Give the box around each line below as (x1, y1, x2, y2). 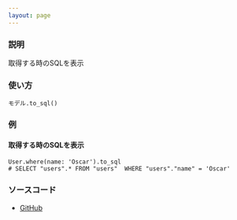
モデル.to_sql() (8, 100, 58, 108)
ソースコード (8, 185, 57, 196)
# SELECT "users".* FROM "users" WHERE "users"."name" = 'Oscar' (8, 165, 231, 173)
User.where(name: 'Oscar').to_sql (8, 158, 122, 166)
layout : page (8, 11, 51, 20)
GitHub (19, 203, 43, 212)
